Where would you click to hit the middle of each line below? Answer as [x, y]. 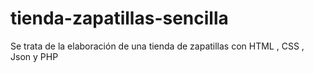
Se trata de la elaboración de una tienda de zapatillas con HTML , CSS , [157, 46]
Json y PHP [34, 56]
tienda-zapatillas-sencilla [119, 18]
